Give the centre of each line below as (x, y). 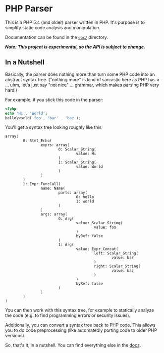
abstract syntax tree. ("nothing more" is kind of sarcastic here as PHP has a (82, 79)
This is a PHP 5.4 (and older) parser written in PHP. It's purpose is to (75, 22)
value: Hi (86, 154)
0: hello (85, 197)
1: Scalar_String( (77, 162)
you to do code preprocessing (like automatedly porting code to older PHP (81, 330)
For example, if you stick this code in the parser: (54, 100)
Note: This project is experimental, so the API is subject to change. (75, 47)
